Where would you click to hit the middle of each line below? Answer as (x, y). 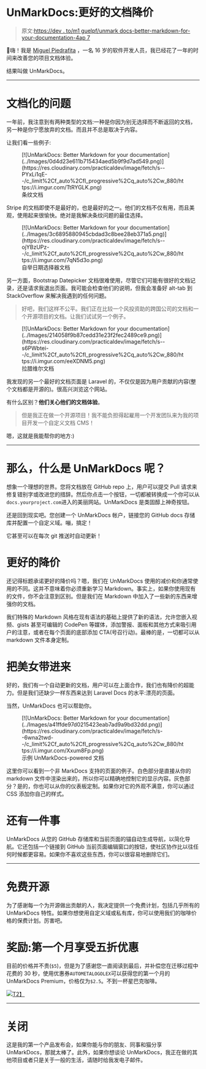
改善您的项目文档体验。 (47, 58)
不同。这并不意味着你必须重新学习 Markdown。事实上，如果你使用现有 (106, 588)
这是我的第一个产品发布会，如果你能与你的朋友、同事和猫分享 (84, 1044)
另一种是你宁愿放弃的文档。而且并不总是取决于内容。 (74, 129)
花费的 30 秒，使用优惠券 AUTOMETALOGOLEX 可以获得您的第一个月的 (88, 973)
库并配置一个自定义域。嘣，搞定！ (49, 523)
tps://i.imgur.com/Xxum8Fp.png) (63, 750)
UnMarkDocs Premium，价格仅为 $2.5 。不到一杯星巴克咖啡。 (83, 981)
